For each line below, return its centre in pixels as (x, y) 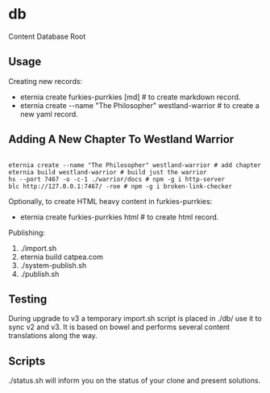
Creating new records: (46, 81)
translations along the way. (53, 336)
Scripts (27, 361)
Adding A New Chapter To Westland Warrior (121, 139)
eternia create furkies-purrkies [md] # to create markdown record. (130, 97)
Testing (28, 299)
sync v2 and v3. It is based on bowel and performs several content (119, 327)
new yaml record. (49, 114)
